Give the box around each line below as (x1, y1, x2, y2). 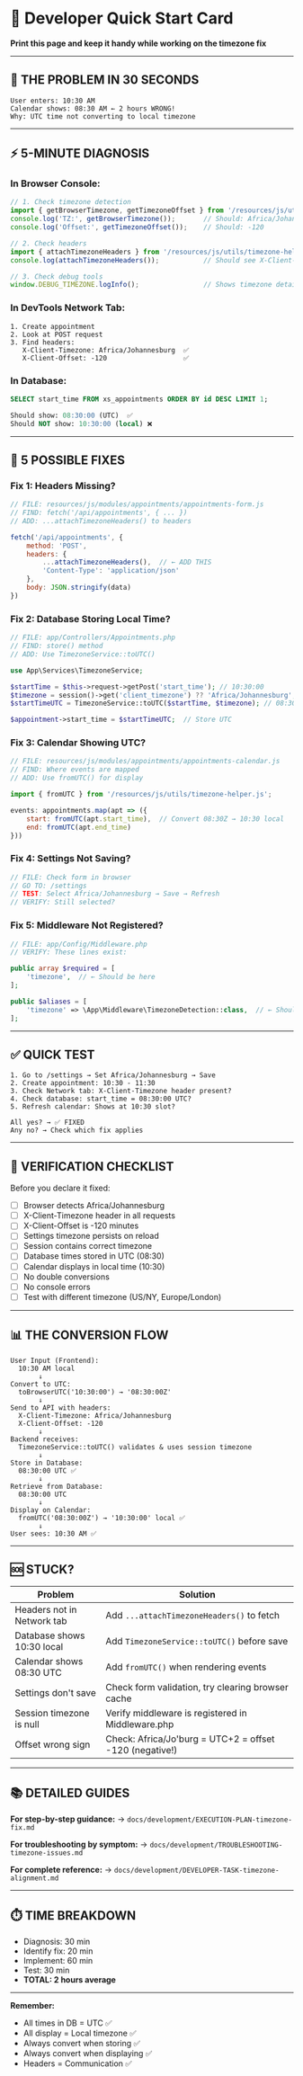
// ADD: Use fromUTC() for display (10, 773, 144, 783)
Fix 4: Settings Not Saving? (10, 852, 131, 865)
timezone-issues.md (10, 1849, 84, 1858)
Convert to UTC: (10, 1379, 71, 1388)
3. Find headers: (10, 337, 76, 347)
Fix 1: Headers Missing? (10, 479, 116, 492)
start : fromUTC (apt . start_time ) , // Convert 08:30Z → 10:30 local (26, 814, 284, 824)
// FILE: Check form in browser (10, 872, 131, 882)
